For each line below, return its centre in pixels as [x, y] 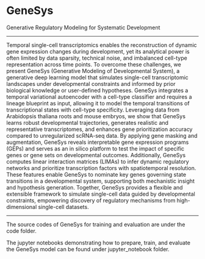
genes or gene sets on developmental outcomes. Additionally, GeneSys [96, 155]
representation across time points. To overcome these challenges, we [94, 64]
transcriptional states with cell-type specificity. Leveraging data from [93, 110]
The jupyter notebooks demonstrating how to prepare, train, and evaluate [99, 243]
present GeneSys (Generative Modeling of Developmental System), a [93, 71]
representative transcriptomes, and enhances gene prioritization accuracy [99, 129]
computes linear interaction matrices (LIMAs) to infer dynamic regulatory [98, 161]
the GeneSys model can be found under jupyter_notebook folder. [88, 249]
